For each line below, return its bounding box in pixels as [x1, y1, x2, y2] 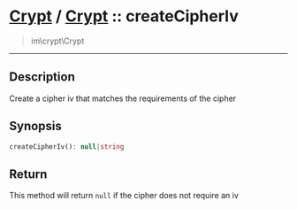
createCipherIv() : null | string [9, 142, 125, 151]
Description [9, 69, 75, 85]
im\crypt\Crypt [30, 35, 85, 46]
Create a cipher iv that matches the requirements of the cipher [9, 93, 237, 104]
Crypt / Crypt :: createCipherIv [9, 6, 239, 27]
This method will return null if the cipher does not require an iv [9, 190, 239, 201]
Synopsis [9, 119, 62, 134]
